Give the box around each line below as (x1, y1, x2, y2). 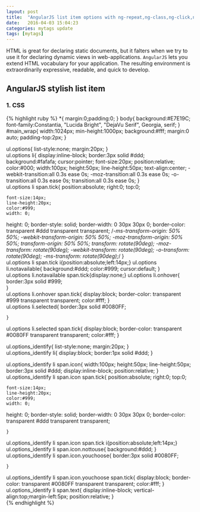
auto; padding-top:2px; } (6, 133, 67, 141)
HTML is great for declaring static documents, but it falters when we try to (6, 47, 188, 54)
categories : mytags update (6, 25, 73, 32)
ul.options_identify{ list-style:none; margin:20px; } (6, 343, 129, 350)
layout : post (6, 8, 39, 15)
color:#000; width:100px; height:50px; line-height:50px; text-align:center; (6, 164, 187, 171)
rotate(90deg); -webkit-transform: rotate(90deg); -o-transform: (33, 246, 190, 253)
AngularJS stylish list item (6, 83, 105, 93)
